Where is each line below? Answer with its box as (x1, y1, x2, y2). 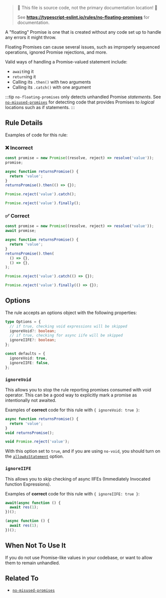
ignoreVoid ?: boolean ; (9, 328, 56, 333)
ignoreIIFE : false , (9, 360, 50, 365)
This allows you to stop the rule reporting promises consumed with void (5, 386, 152, 392)
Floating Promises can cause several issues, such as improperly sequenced (5, 44, 160, 50)
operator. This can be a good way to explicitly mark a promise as (5, 392, 137, 398)
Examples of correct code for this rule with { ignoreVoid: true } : (5, 407, 140, 413)
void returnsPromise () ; (5, 430, 55, 435)
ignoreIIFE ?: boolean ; (9, 337, 56, 343)
